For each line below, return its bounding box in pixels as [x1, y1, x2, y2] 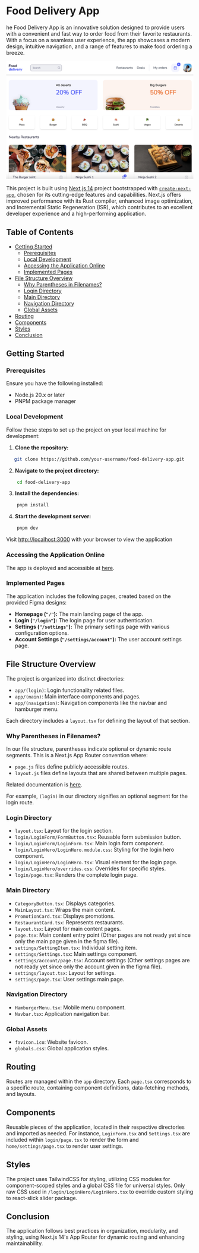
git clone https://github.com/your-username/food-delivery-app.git [14, 456, 185, 462]
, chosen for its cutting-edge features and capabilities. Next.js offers [14, 191, 181, 198]
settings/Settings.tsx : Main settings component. [14, 950, 138, 958]
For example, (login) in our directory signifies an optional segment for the [6, 792, 188, 799]
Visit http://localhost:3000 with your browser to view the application [6, 536, 173, 543]
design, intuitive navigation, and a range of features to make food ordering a [6, 43, 192, 50]
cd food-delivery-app [17, 479, 70, 485]
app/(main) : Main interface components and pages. [14, 692, 141, 700]
